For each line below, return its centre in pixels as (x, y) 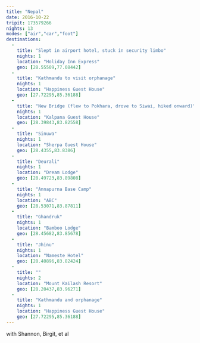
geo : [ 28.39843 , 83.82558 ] (49, 123)
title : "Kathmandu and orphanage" (60, 300)
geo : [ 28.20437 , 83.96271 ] (49, 289)
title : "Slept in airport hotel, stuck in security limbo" (92, 51)
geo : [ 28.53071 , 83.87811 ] (49, 206)
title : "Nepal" (25, 12)
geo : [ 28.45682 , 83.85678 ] (49, 233)
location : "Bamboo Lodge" (49, 228)
